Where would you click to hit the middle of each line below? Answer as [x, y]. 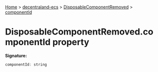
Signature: [16, 55]
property [71, 42]
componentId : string [26, 64]
